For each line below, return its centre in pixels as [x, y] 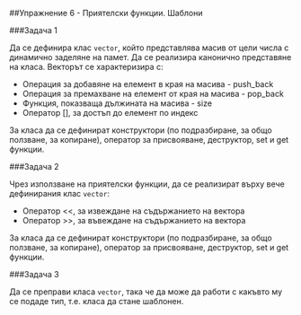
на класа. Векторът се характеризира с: [86, 67]
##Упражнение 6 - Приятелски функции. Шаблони [106, 13]
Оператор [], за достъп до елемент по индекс [110, 113]
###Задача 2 [34, 166]
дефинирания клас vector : [60, 193]
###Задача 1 [34, 30]
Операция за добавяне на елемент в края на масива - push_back [148, 84]
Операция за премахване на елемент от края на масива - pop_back [153, 94]
